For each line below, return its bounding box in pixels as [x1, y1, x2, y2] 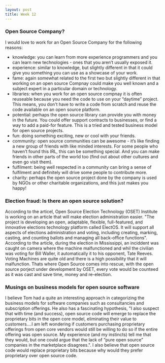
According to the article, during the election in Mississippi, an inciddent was [5, 240, 159, 246]
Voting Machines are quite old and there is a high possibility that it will [5, 256, 147, 262]
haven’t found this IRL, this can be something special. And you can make [12, 148, 160, 154]
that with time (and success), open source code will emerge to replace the [5, 311, 156, 317]
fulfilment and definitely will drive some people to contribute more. [12, 169, 148, 175]
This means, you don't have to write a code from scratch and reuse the [12, 101, 157, 107]
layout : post [5, 7, 32, 12]
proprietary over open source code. [5, 353, 78, 359]
